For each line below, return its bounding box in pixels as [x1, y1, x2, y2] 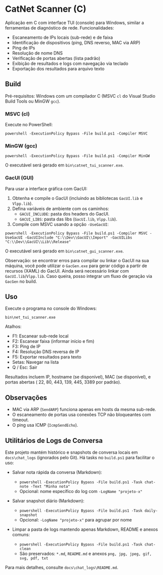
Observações [5, 393, 47, 402]
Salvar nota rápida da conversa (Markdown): [12, 469, 102, 475]
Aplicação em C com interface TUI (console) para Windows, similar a [5, 20, 144, 26]
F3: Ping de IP [12, 344, 41, 350]
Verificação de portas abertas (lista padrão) [12, 55, 100, 61]
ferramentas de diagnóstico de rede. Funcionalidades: [5, 25, 114, 30]
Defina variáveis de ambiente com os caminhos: [12, 205, 109, 212]
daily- [144, 508, 158, 514]
